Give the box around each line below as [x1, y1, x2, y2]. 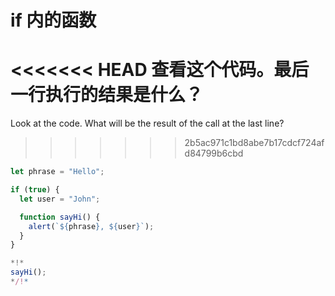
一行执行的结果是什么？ [10, 84, 204, 106]
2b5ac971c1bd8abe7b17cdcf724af [184, 137, 325, 149]
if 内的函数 [10, 9, 97, 32]
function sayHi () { [19, 212, 101, 222]
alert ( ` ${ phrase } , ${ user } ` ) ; [28, 221, 155, 231]
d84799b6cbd [184, 147, 244, 160]
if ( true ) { [10, 185, 60, 195]
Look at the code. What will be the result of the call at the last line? [10, 117, 285, 130]
